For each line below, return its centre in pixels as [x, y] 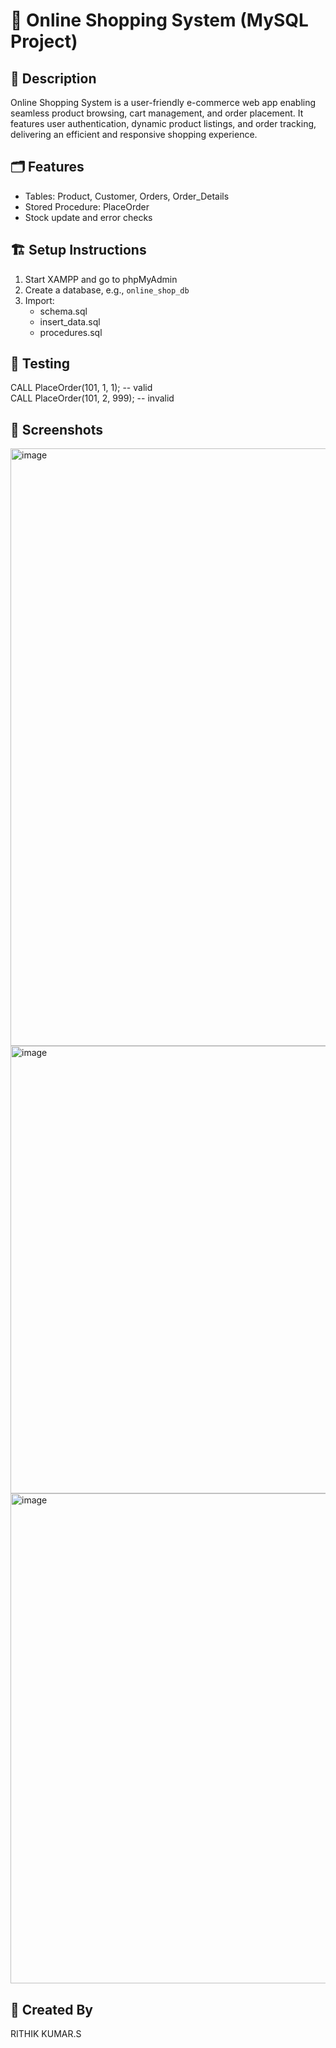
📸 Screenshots [57, 429]
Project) [44, 41]
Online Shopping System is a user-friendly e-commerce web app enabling [163, 102]
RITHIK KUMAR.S [46, 2034]
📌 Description [53, 78]
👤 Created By [51, 2009]
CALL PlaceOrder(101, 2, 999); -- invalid [92, 398]
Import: [39, 300]
